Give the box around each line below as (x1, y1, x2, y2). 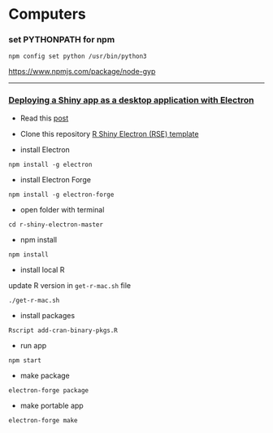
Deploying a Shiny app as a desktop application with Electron (8, 94, 254, 106)
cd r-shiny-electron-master (8, 221, 104, 229)
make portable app (19, 400, 84, 410)
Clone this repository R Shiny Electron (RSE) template (19, 129, 199, 138)
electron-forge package (8, 386, 89, 395)
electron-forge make (8, 416, 79, 424)
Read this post (19, 113, 69, 123)
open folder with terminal (19, 204, 105, 214)
